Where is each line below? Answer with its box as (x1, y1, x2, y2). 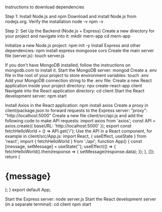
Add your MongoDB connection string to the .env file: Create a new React (5, 77, 152, 83)
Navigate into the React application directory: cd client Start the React (5, 88, 145, 93)
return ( (5, 154, 20, 159)
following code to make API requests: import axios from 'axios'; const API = (5, 118, 156, 123)
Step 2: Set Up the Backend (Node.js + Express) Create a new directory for (5, 28, 155, 33)
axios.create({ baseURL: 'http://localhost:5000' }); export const (5, 123, 132, 129)
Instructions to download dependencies (5, 4, 84, 10)
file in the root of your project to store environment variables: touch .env (5, 73, 149, 78)
